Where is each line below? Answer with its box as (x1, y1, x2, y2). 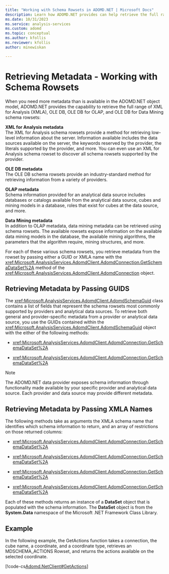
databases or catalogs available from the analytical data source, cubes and (5, 197, 161, 203)
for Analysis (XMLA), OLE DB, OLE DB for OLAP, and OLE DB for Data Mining (5, 109, 164, 115)
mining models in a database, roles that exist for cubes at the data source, (5, 202, 159, 208)
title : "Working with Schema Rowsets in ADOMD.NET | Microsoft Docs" (5, 7, 154, 13)
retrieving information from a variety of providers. (5, 177, 108, 183)
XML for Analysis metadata (5, 124, 64, 130)
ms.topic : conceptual (5, 31, 51, 36)
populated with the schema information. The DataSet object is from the (5, 504, 153, 511)
